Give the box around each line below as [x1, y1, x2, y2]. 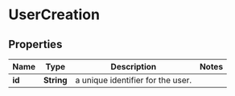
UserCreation [8, 6, 101, 24]
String [43, 74, 68, 86]
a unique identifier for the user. [75, 74, 192, 86]
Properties [8, 38, 63, 51]
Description [110, 62, 157, 72]
